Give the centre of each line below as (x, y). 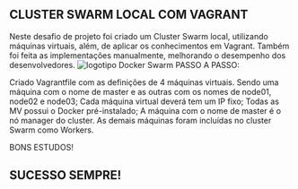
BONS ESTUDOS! (41, 147)
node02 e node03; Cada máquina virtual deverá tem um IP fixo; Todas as (145, 101)
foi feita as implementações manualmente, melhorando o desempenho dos (148, 55)
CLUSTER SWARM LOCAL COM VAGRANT (129, 15)
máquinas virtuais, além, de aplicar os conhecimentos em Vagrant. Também (149, 46)
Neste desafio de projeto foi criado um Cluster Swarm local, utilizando (139, 36)
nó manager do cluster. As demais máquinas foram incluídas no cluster (140, 120)
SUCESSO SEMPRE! (66, 175)
